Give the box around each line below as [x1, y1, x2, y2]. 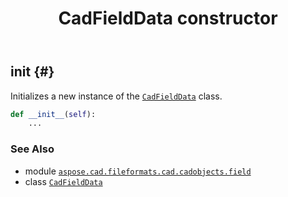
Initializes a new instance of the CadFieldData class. [10, 90, 223, 102]
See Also [10, 142, 55, 156]
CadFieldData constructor [58, 7, 278, 30]
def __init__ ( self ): [10, 109, 97, 119]
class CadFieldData [24, 175, 103, 187]
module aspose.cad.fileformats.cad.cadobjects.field [24, 165, 252, 177]
